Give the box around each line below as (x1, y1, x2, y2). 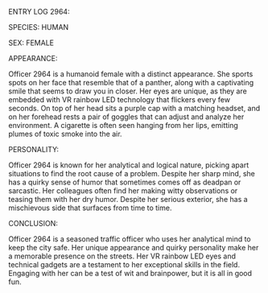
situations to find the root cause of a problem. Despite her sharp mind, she (8, 169, 255, 178)
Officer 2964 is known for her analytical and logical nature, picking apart (8, 160, 249, 170)
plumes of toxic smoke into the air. (8, 129, 122, 138)
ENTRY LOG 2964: (8, 7, 70, 16)
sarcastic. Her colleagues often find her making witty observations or (8, 186, 238, 196)
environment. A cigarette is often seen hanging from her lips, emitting (8, 121, 239, 130)
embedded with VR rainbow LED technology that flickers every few (8, 95, 231, 104)
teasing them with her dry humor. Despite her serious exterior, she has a (8, 195, 248, 204)
